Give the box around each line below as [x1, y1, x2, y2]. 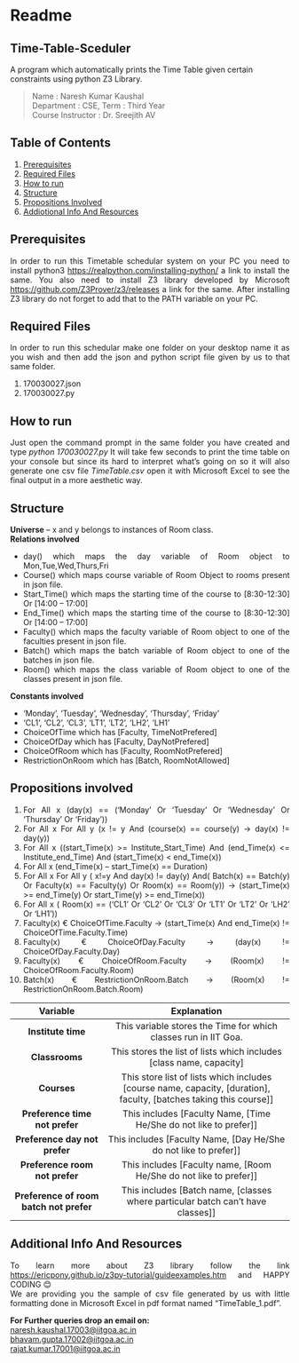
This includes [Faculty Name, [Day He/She [107, 1133, 286, 1145]
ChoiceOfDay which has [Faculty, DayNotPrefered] [22, 736, 209, 747]
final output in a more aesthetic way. [10, 475, 143, 486]
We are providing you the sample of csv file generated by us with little [10, 1288, 290, 1299]
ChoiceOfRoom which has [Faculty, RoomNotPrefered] [22, 746, 223, 757]
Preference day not [15, 1133, 98, 1145]
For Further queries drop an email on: [10, 1315, 150, 1326]
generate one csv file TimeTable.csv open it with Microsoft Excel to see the [10, 465, 290, 476]
